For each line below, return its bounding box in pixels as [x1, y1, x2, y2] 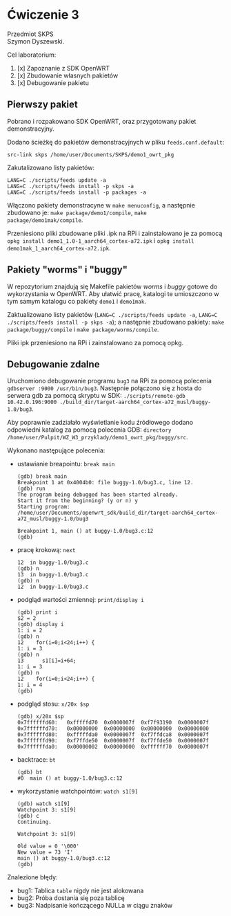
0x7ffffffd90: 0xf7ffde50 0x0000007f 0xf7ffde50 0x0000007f [17, 738, 209, 744]
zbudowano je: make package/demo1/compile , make [7, 208, 147, 217]
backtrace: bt [17, 755, 57, 764]
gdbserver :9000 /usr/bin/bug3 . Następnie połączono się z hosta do [7, 384, 202, 392]
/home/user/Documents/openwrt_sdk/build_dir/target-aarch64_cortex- [17, 509, 219, 517]
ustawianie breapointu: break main [17, 460, 115, 468]
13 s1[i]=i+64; [17, 657, 77, 664]
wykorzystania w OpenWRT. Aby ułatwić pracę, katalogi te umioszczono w [7, 289, 219, 297]
